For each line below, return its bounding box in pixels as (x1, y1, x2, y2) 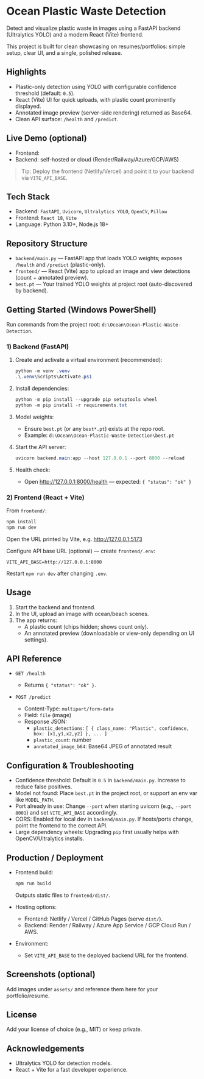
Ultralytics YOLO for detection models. (15, 1060, 112, 1067)
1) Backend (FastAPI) (6, 342, 69, 351)
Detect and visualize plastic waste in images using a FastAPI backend (6, 24, 181, 32)
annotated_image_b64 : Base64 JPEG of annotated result (33, 743, 172, 750)
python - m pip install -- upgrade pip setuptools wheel (15, 397, 158, 403)
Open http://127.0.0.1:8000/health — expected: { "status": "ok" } (24, 478, 192, 485)
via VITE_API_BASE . (21, 174, 68, 181)
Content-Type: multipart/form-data (24, 705, 114, 712)
